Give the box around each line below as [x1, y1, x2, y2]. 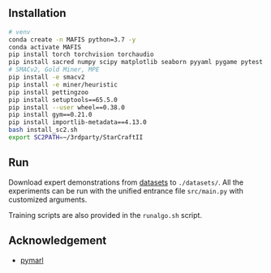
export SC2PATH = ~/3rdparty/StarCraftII [8, 134, 144, 142]
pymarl [19, 255, 44, 265]
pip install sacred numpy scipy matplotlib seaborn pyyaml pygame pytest [8, 58, 264, 66]
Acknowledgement [8, 234, 107, 248]
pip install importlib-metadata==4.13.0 [8, 118, 148, 126]
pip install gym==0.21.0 [8, 111, 92, 119]
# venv [8, 28, 31, 36]
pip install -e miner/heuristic [8, 80, 118, 88]
